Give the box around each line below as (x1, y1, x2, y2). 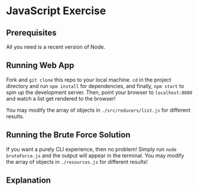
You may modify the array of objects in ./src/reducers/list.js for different (6, 106, 191, 114)
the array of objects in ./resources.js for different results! (6, 158, 148, 165)
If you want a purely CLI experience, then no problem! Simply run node (6, 145, 177, 153)
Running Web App (6, 60, 74, 70)
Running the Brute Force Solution (6, 130, 131, 140)
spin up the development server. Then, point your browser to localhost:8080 (6, 89, 193, 96)
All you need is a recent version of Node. (6, 43, 105, 50)
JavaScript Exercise (6, 4, 106, 18)
